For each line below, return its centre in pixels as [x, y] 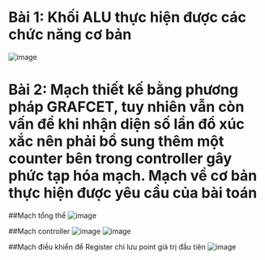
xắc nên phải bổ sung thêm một [116, 141]
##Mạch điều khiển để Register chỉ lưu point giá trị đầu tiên [107, 246]
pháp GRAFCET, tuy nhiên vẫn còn [126, 107]
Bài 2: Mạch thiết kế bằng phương [124, 90]
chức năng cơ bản [70, 34]
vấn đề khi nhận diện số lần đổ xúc [126, 124]
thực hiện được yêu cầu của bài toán [133, 193]
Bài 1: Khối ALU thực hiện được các [128, 17]
